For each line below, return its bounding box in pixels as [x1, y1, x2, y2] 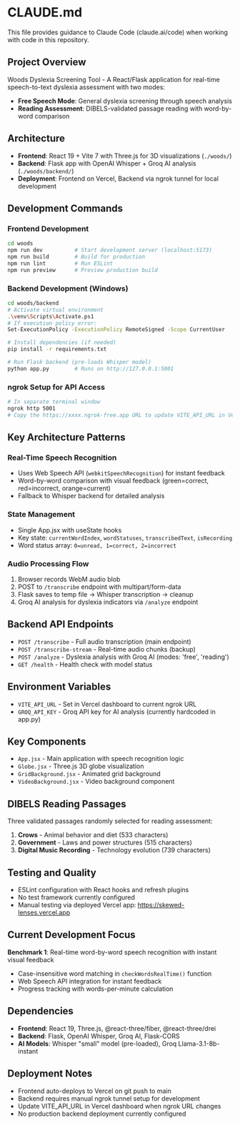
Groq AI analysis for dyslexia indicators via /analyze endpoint [17, 597, 199, 606]
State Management [7, 510, 76, 520]
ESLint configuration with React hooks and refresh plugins [17, 886, 189, 894]
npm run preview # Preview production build [7, 266, 159, 273]
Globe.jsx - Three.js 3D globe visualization [17, 762, 144, 771]
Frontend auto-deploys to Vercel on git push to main [17, 1086, 171, 1095]
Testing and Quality [7, 867, 96, 879]
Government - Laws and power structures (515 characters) [17, 838, 193, 847]
